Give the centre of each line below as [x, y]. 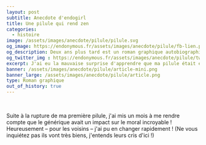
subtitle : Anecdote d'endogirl [46, 18]
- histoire [26, 35]
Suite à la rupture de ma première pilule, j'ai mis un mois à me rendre [93, 116]
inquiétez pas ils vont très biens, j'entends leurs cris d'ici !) [80, 135]
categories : [21, 29]
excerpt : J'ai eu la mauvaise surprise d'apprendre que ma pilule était [101, 63]
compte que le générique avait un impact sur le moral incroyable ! [89, 122]
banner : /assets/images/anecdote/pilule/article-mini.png [82, 69]
